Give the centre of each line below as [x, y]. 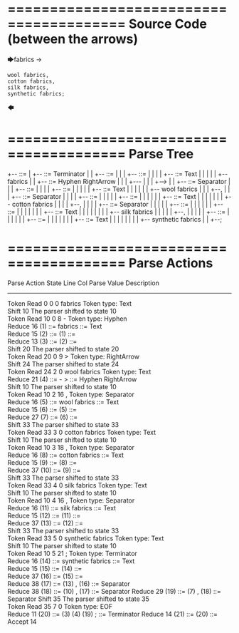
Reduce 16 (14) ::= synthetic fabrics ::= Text [71, 561]
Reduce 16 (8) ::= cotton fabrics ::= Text [66, 455]
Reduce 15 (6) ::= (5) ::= [42, 409]
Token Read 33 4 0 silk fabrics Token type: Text [77, 485]
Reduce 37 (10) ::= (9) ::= [44, 470]
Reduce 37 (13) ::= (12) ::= [45, 523]
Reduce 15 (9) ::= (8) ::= [42, 462]
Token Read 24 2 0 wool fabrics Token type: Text [79, 371]
